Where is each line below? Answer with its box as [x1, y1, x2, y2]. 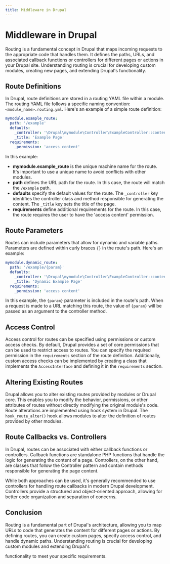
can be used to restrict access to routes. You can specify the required [5, 347, 151, 353]
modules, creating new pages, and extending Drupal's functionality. [5, 67, 146, 73]
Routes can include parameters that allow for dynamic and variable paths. [5, 240, 159, 246]
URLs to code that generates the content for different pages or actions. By [5, 527, 160, 533]
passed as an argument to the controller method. [5, 308, 107, 314]
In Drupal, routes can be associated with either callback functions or [5, 446, 148, 452]
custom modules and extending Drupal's [5, 543, 90, 549]
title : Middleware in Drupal [5, 7, 67, 13]
